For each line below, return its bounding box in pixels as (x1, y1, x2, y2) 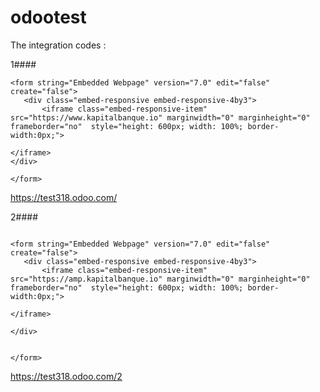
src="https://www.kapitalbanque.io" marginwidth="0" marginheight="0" (10, 112, 311, 123)
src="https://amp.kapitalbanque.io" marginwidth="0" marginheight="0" (10, 274, 311, 284)
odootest (10, 6, 87, 29)
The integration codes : (10, 39, 107, 51)
